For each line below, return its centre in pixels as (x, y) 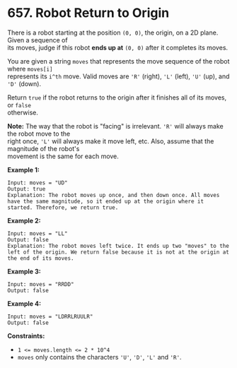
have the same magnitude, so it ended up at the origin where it (105, 201)
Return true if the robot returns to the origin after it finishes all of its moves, (117, 97)
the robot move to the (39, 133)
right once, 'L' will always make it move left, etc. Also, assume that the (111, 141)
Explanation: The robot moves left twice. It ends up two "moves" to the (118, 246)
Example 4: (24, 303)
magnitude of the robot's (44, 148)
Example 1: (24, 170)
